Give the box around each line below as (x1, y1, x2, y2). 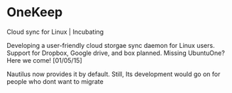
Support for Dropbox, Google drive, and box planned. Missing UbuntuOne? (6, 49, 225, 57)
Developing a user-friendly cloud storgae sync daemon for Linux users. (6, 41, 215, 49)
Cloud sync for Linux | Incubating (6, 27, 104, 36)
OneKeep (6, 4, 63, 20)
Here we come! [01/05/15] (6, 56, 82, 64)
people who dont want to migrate (6, 77, 104, 85)
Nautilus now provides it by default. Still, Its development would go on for (6, 70, 221, 78)
